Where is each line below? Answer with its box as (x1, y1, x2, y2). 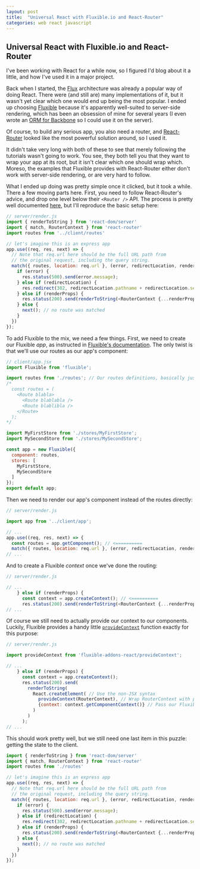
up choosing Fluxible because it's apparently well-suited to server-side (6, 104, 180, 111)
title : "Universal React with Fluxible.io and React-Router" (6, 14, 164, 20)
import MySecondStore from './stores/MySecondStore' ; (6, 436, 143, 442)
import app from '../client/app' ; (6, 518, 92, 524)
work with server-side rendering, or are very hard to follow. (6, 171, 151, 179)
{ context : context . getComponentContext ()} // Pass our (37, 702, 177, 708)
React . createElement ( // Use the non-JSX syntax (32, 691, 156, 697)
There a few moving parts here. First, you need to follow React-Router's (6, 189, 182, 197)
